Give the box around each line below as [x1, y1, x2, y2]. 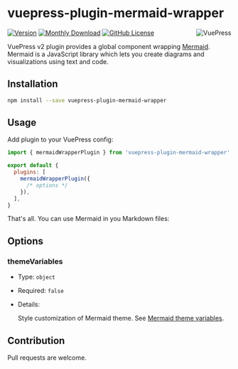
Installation [7, 78, 58, 90]
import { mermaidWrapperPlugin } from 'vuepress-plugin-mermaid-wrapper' [7, 149, 231, 156]
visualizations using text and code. [7, 57, 109, 65]
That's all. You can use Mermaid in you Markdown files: [7, 215, 170, 223]
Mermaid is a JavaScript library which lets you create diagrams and [7, 50, 205, 58]
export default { [7, 162, 59, 169]
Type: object [17, 272, 55, 282]
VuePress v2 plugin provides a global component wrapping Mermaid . [7, 42, 211, 50]
